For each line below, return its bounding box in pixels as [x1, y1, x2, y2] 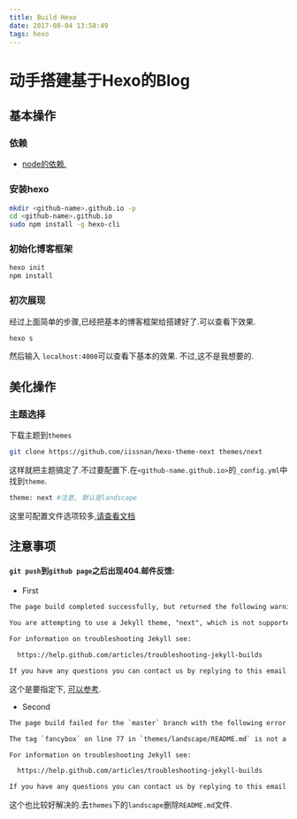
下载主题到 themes [9, 430, 72, 441]
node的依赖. [21, 158, 67, 169]
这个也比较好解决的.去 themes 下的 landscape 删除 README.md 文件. [9, 800, 232, 810]
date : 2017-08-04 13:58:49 [9, 21, 109, 30]
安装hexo [9, 183, 49, 196]
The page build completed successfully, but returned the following [9, 603, 267, 612]
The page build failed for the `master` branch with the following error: [9, 718, 291, 727]
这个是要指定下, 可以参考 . [9, 684, 102, 694]
